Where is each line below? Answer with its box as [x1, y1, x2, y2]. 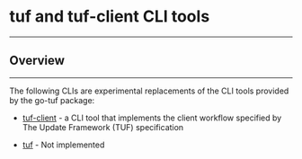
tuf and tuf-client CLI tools [9, 6, 210, 27]
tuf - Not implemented [22, 139, 105, 150]
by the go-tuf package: [9, 94, 95, 105]
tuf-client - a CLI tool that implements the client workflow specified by [22, 112, 282, 123]
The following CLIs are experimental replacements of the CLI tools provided [9, 85, 289, 96]
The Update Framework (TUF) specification [22, 121, 184, 132]
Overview [9, 53, 66, 68]
